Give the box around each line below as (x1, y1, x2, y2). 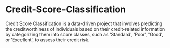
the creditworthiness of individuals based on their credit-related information (5, 26, 165, 32)
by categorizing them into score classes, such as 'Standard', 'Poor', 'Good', (5, 31, 164, 37)
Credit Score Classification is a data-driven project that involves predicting (5, 20, 163, 27)
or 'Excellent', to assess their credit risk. (5, 37, 90, 43)
